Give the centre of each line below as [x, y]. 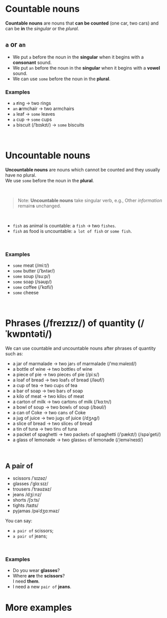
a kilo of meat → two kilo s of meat [48, 396]
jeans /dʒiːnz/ [27, 495]
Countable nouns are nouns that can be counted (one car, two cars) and [82, 23]
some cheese [26, 293]
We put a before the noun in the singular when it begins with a [78, 57]
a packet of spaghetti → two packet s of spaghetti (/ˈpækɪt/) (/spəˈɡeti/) [87, 434]
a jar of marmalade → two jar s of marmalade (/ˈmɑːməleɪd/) [75, 364]
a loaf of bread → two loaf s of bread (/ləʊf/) [59, 380]
